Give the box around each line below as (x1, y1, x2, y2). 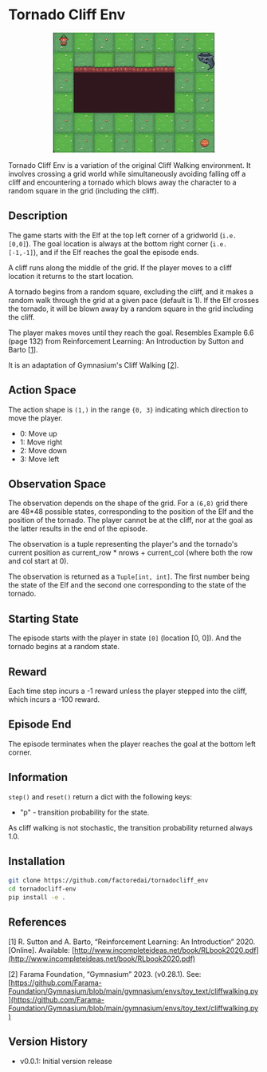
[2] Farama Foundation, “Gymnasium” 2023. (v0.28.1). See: (8, 969, 202, 978)
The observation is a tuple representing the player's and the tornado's (8, 540, 238, 549)
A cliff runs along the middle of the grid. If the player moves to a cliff (8, 262, 233, 273)
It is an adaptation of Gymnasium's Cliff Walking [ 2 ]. (8, 360, 179, 369)
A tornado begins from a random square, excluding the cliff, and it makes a (8, 286, 253, 297)
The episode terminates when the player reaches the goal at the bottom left (8, 739, 257, 748)
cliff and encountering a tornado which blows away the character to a (8, 177, 237, 187)
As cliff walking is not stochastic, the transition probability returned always (8, 823, 253, 832)
